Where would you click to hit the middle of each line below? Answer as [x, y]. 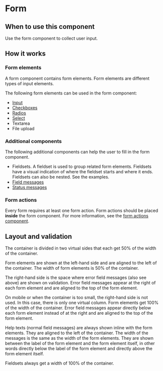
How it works [25, 54]
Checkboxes [25, 108]
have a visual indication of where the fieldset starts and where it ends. [82, 171]
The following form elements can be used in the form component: [71, 93]
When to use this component [50, 27]
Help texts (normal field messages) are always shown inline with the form [79, 328]
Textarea [21, 123]
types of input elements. [30, 83]
